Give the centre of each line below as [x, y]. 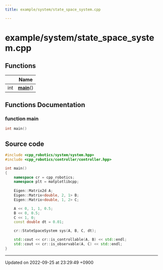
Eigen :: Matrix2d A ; [33, 191]
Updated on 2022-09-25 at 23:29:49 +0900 [49, 262]
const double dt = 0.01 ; [39, 222]
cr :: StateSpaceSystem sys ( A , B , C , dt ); [55, 231]
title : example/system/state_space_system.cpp [53, 9]
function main [22, 118]
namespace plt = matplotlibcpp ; [46, 182]
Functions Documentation [45, 105]
